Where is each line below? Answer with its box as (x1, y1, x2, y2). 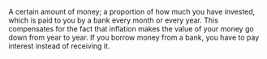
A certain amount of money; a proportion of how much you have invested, (8, 7, 256, 16)
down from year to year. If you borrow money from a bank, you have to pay (8, 32, 260, 42)
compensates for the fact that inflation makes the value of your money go (8, 24, 254, 33)
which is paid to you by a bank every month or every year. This (8, 15, 219, 25)
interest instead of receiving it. (8, 41, 110, 51)
